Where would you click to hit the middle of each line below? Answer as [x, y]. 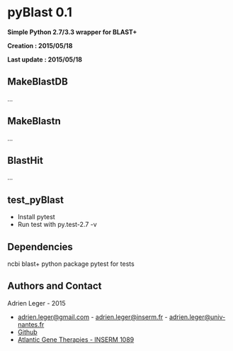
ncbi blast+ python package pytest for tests [71, 264]
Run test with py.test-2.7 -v [57, 225]
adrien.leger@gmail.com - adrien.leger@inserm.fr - [92, 317]
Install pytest [36, 217]
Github [27, 332]
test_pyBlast [35, 200]
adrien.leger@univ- [197, 317]
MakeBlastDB [38, 82]
